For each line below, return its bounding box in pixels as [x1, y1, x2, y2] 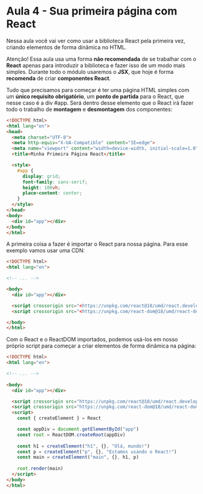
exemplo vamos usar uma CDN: [6, 247, 85, 254]
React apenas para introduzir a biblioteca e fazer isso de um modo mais [6, 62, 185, 69]
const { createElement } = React [17, 415, 101, 421]
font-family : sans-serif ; [22, 179, 88, 185]
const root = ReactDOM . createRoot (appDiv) [17, 432, 126, 438]
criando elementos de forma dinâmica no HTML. [6, 44, 127, 51]
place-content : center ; [22, 190, 83, 196]
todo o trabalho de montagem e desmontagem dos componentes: [6, 105, 173, 113]
